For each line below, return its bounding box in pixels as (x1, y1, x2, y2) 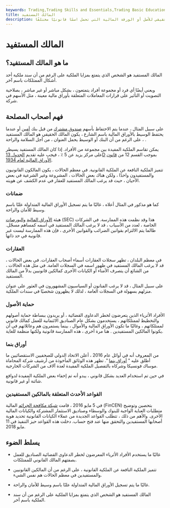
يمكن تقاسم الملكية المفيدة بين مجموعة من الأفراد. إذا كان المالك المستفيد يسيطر (6, 146, 159, 152)
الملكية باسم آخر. (13, 497, 46, 503)
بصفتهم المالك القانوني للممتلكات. (13, 457, 77, 463)
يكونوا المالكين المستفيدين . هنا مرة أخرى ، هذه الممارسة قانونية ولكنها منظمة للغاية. (6, 328, 163, 334)
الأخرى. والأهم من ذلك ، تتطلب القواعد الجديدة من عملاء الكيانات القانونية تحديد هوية (6, 413, 163, 419)
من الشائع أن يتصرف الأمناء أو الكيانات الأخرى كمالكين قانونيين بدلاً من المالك (6, 267, 149, 273)
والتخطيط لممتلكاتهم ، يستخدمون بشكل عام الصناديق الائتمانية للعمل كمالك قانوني (6, 317, 159, 323)
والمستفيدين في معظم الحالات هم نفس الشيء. (13, 472, 102, 478)
